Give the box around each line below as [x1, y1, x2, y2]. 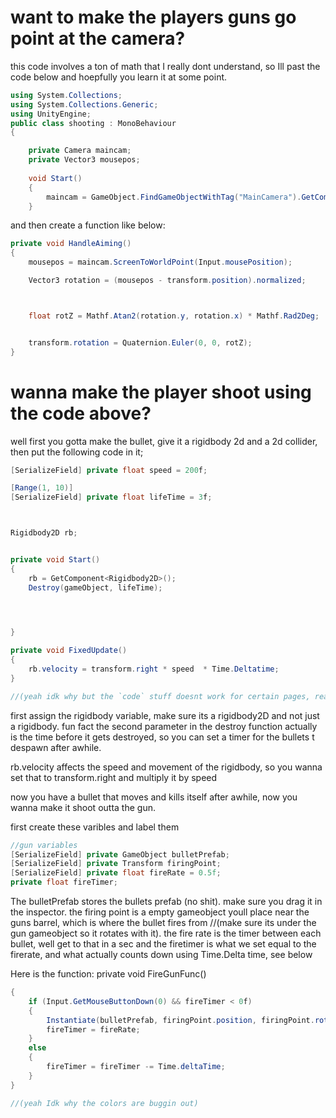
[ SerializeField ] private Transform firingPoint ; [10, 859, 222, 869]
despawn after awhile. [10, 741, 102, 753]
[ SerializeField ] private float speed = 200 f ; [10, 465, 208, 475]
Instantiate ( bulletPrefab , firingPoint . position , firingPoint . [46, 1015, 315, 1025]
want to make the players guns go [10, 6, 297, 29]
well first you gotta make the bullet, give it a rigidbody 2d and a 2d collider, [10, 435, 318, 447]
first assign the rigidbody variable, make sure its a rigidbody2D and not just [10, 709, 320, 721]
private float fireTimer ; [10, 877, 118, 888]
